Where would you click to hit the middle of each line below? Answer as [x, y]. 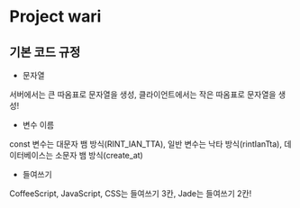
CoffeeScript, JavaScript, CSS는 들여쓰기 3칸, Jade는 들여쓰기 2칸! [131, 194]
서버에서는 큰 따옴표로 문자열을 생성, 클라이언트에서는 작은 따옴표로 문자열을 [143, 95]
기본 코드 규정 [45, 52]
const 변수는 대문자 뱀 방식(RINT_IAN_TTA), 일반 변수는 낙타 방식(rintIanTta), [145, 144]
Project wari [55, 17]
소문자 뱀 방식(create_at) [100, 155]
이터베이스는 [32, 155]
